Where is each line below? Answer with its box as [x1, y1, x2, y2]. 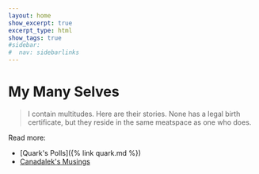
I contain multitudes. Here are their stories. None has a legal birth [27, 109, 241, 118]
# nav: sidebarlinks [8, 48, 80, 56]
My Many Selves [8, 83, 120, 101]
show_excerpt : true [8, 19, 73, 27]
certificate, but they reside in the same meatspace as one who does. [27, 117, 252, 127]
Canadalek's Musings [19, 157, 91, 166]
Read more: [8, 133, 46, 142]
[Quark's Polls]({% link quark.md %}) [19, 148, 141, 157]
